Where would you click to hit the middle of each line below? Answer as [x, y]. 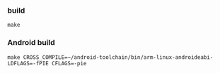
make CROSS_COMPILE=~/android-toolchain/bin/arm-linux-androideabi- [110, 57]
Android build [31, 43]
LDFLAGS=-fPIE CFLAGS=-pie [47, 63]
